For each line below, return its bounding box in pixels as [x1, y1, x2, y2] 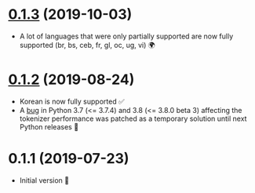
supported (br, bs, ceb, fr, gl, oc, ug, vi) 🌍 [19, 40, 155, 49]
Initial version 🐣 [19, 175, 69, 185]
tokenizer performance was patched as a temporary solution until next [19, 114, 247, 123]
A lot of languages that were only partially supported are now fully [19, 31, 234, 41]
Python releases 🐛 [19, 122, 79, 131]
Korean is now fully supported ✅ [19, 96, 125, 106]
